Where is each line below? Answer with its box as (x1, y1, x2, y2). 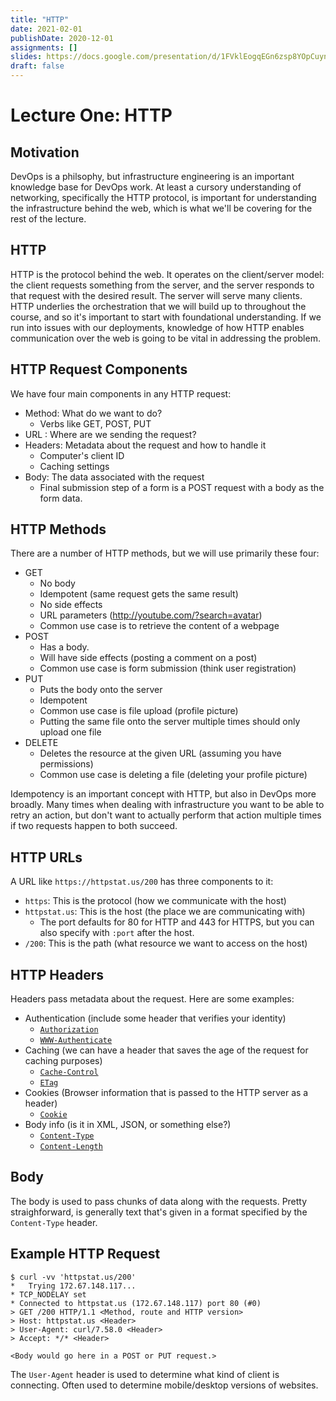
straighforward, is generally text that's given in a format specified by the (10, 1206, 308, 1218)
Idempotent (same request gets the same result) (39, 588, 239, 600)
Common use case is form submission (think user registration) (39, 662, 297, 675)
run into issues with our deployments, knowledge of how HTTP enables (10, 321, 305, 333)
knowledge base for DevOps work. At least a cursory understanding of (10, 181, 302, 193)
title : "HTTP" (10, 14, 70, 25)
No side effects (39, 599, 103, 611)
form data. (39, 492, 83, 504)
